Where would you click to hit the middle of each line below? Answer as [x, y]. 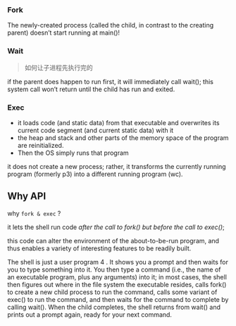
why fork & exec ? [34, 213]
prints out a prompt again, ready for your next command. [90, 314]
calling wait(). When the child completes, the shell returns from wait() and [114, 307]
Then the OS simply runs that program [73, 153]
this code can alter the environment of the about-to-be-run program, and [113, 240]
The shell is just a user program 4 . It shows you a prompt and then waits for [118, 262]
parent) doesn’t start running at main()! [64, 33]
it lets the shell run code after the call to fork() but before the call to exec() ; [116, 227]
